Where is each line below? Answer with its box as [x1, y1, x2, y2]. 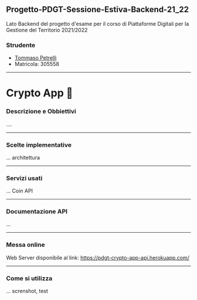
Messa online [6, 241, 45, 249]
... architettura [6, 154, 40, 161]
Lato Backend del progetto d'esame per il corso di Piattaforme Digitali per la [6, 20, 189, 27]
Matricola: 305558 [14, 61, 60, 68]
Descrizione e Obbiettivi [6, 108, 76, 116]
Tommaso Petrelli [14, 54, 57, 61]
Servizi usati [6, 174, 43, 182]
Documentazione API [6, 208, 68, 216]
